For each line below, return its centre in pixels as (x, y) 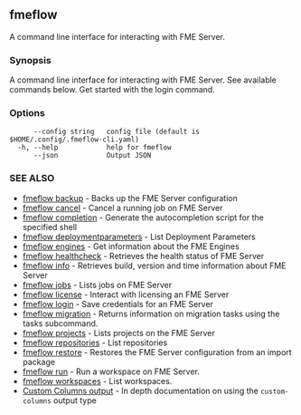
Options (27, 113)
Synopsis (30, 60)
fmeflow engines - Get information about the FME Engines (131, 246)
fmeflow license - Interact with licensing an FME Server (126, 294)
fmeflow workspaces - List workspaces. (97, 381)
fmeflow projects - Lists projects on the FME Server (118, 333)
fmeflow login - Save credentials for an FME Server (118, 304)
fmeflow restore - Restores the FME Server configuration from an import (157, 352)
